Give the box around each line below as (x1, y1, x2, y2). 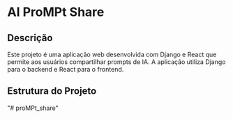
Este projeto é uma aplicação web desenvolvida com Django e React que (7, 50, 217, 58)
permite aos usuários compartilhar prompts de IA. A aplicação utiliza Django (7, 58, 226, 66)
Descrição (7, 32, 53, 44)
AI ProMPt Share (7, 4, 105, 20)
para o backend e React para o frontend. (7, 65, 124, 73)
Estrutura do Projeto (7, 85, 97, 97)
